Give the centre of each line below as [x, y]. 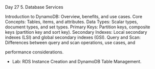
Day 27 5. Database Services [34, 7]
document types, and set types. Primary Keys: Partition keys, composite [78, 27]
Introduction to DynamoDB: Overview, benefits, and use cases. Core [74, 16]
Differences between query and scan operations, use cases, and [70, 43]
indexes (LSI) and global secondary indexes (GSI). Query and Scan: [73, 37]
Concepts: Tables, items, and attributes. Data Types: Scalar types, [72, 22]
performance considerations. [34, 52]
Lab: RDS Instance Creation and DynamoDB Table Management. [77, 61]
